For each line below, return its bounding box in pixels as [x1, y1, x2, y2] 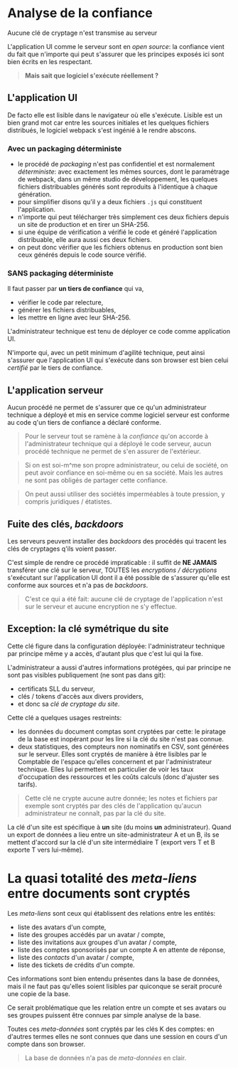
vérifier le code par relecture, [17, 298, 104, 307]
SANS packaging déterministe [7, 268, 114, 278]
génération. [17, 190, 52, 199]
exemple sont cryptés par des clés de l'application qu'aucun [24, 801, 202, 810]
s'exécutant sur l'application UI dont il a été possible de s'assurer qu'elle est [7, 573, 231, 581]
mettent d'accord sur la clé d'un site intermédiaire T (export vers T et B [7, 837, 215, 846]
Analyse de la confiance [7, 5, 153, 21]
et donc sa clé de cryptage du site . [17, 699, 120, 708]
